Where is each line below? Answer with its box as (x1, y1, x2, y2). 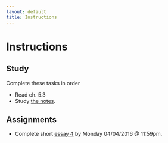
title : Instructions (6, 14, 58, 20)
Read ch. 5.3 (14, 91, 46, 98)
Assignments (6, 114, 57, 125)
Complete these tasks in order (6, 79, 80, 86)
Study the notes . (14, 97, 55, 104)
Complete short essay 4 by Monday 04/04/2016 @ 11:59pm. (14, 130, 163, 138)
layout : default (6, 8, 46, 15)
